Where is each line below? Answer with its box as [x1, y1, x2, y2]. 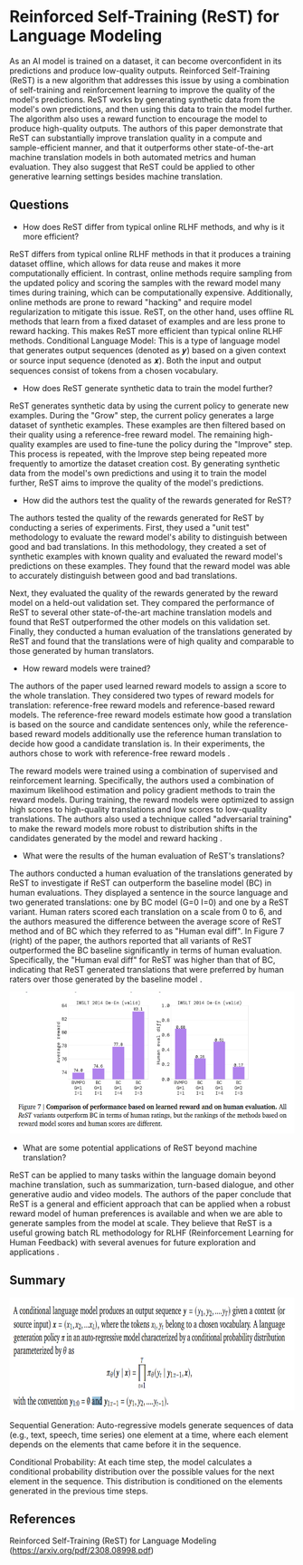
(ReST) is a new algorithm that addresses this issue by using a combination [9, 74, 289, 85]
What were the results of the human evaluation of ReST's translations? [22, 850, 285, 861]
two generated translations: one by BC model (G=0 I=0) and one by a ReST [9, 897, 289, 907]
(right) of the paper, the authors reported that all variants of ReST [9, 935, 252, 946]
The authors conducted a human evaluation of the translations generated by [9, 868, 294, 879]
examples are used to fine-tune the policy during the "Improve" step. [36, 438, 293, 449]
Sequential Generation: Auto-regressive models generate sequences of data [9, 1419, 294, 1430]
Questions [9, 197, 70, 213]
